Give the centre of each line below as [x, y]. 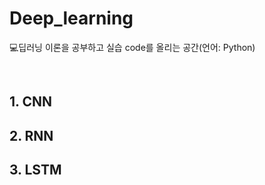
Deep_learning [71, 18]
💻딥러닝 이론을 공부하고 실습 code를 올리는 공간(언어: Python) [132, 47]
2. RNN [31, 135]
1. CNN [30, 102]
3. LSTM [35, 170]
